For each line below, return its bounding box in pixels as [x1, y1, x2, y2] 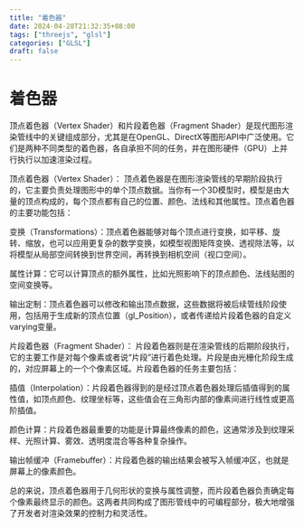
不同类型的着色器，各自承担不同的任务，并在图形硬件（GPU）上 [40, 143, 280, 154]
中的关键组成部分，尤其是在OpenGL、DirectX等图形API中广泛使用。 [33, 132, 287, 143]
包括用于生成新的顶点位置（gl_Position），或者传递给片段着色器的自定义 [24, 310, 292, 321]
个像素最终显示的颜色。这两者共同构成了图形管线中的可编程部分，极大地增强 [9, 496, 295, 507]
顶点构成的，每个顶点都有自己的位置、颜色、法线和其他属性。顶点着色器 [24, 196, 295, 207]
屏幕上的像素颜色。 [9, 466, 81, 477]
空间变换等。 [9, 279, 57, 290]
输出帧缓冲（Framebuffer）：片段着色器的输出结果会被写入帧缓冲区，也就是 [9, 455, 290, 466]
